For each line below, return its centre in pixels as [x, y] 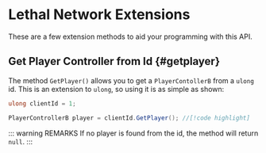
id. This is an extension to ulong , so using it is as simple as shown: [116, 89]
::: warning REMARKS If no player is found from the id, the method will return [133, 133]
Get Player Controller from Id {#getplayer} [114, 61]
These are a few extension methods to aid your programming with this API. [130, 36]
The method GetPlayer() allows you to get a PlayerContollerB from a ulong [131, 80]
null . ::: [21, 141]
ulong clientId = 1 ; [42, 103]
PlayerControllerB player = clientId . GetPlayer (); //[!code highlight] [129, 118]
